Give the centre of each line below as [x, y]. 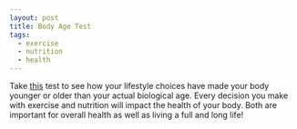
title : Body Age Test [51, 26]
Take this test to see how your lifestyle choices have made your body [139, 86]
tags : [20, 35]
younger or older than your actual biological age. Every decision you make [149, 95]
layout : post [34, 18]
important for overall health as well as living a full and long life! [127, 115]
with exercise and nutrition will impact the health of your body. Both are [143, 105]
